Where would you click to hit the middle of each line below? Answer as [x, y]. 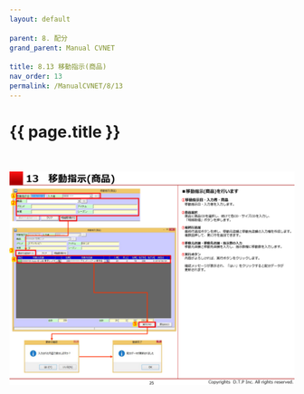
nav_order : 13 [36, 77]
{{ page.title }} [65, 132]
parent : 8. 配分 [38, 38]
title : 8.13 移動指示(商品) [58, 67]
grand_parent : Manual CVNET [62, 48]
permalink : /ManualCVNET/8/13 [66, 86]
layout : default [40, 19]
